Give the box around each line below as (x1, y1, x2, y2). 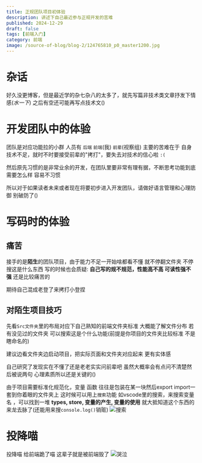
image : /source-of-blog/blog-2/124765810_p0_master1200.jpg (6, 43, 161, 49)
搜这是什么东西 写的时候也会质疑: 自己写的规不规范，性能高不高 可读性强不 (6, 265, 191, 272)
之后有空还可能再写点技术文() (32, 99, 105, 106)
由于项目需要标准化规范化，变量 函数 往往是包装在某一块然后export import (6, 383, 191, 391)
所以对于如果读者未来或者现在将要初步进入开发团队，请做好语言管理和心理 (6, 184, 191, 191)
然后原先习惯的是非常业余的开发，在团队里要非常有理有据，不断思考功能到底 (6, 163, 196, 171)
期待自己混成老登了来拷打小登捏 (6, 286, 85, 293)
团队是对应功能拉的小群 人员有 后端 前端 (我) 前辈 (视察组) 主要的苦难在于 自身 (6, 143, 192, 151)
